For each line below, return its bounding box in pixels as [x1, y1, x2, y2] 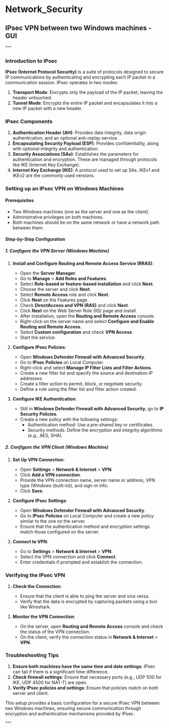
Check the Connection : [12, 583, 62, 589]
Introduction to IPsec [5, 57, 58, 64]
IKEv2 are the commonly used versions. [12, 172, 95, 178]
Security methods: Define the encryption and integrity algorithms [27, 427, 162, 433]
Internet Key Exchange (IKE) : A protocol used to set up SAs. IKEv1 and [12, 167, 160, 173]
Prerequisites [5, 198, 34, 204]
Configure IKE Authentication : [12, 396, 77, 402]
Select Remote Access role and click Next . [20, 291, 110, 298]
